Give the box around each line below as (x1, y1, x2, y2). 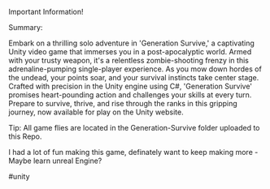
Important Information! (8, 7, 84, 16)
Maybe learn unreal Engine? (8, 156, 102, 165)
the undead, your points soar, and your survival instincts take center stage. (8, 73, 259, 82)
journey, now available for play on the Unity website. (8, 107, 185, 117)
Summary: (8, 23, 43, 32)
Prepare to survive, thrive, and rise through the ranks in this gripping (8, 99, 237, 108)
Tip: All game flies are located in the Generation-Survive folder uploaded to (8, 123, 260, 132)
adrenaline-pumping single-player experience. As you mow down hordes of (8, 64, 262, 74)
